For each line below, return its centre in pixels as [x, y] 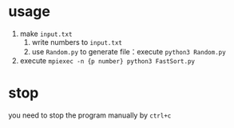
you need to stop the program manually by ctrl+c [90, 115]
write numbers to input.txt [77, 42]
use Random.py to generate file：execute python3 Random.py [129, 51]
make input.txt [46, 34]
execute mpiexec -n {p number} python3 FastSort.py [107, 60]
